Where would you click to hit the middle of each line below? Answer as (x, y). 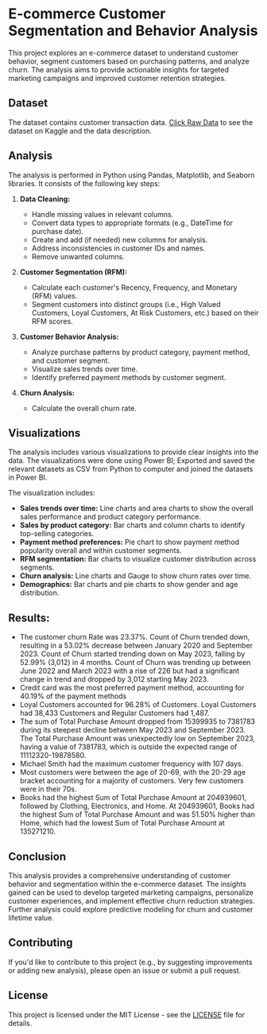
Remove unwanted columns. (78, 256)
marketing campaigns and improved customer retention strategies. (117, 78)
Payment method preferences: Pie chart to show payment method (130, 542)
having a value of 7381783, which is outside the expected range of (128, 747)
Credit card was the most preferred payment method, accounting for (132, 688)
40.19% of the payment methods (73, 696)
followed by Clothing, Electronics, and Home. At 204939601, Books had (137, 806)
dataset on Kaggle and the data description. (80, 130)
